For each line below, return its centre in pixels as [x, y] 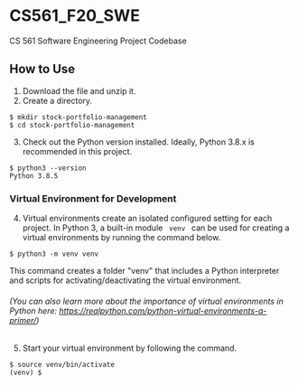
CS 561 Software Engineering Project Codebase [98, 41]
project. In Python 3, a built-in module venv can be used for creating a [156, 228]
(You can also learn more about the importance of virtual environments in [147, 301]
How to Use [42, 69]
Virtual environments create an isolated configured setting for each [147, 219]
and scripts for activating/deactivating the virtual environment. [126, 280]
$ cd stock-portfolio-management [72, 125]
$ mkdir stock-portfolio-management [78, 117]
